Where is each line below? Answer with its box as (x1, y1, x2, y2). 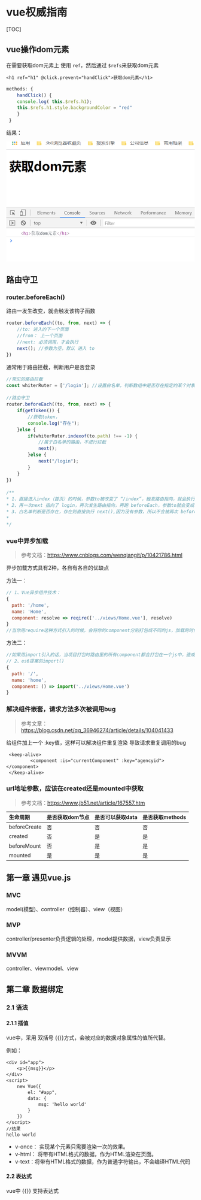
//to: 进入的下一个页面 (17, 327, 69, 333)
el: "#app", (28, 1089, 58, 1095)
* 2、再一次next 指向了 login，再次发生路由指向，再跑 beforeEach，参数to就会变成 (6, 503, 194, 509)
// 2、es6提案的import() (6, 658, 65, 664)
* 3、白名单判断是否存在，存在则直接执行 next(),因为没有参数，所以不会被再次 (6, 509, 178, 515)
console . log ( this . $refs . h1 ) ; (17, 98, 93, 105)
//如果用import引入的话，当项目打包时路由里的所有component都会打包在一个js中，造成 (6, 652, 196, 658)
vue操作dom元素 (6, 44, 69, 55)
